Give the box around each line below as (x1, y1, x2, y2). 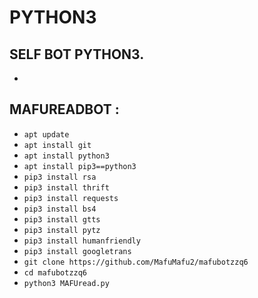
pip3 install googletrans (23, 246, 132, 256)
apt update (23, 129, 70, 140)
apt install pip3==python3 (23, 161, 137, 171)
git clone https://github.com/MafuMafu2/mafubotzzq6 (23, 257, 249, 267)
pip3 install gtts (23, 214, 101, 225)
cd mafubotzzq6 (23, 267, 88, 278)
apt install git (23, 140, 92, 150)
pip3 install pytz (23, 225, 101, 235)
